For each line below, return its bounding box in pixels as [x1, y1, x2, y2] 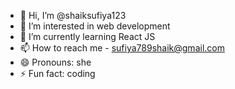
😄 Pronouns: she [19, 56, 92, 68]
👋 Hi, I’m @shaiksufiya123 [19, 10, 127, 21]
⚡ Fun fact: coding [19, 68, 96, 79]
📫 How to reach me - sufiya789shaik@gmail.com [19, 42, 225, 54]
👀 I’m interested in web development [19, 20, 171, 32]
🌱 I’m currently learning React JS [19, 31, 156, 42]
